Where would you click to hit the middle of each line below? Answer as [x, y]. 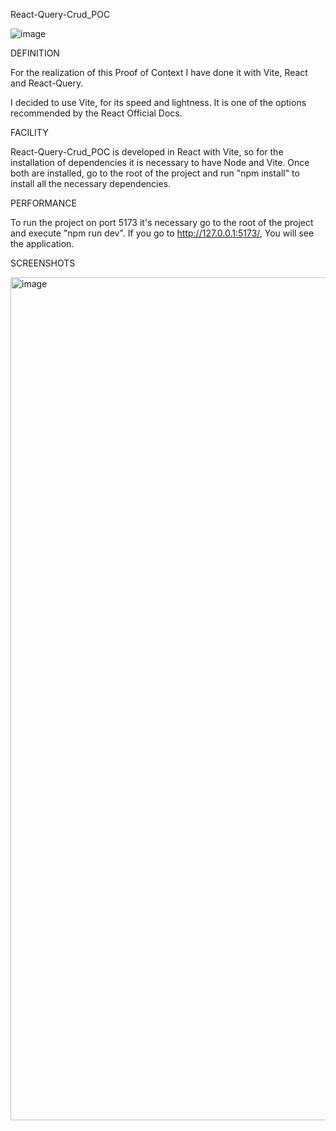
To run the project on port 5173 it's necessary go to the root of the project [162, 222]
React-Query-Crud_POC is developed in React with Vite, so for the [147, 152]
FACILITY [29, 132]
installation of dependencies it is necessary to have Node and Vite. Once [160, 162]
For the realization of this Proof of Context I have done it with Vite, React [159, 72]
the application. [42, 243]
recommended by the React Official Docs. [96, 113]
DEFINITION [35, 53]
